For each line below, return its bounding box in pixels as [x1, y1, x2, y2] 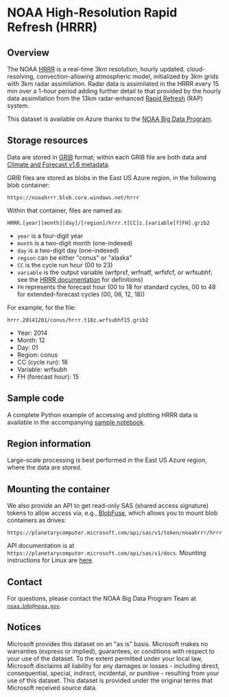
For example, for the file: [7, 303, 77, 311]
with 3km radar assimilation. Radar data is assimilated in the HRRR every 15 [7, 80, 219, 87]
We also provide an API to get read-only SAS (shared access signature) [7, 502, 209, 510]
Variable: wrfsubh [16, 365, 67, 373]
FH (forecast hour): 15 [16, 373, 80, 381]
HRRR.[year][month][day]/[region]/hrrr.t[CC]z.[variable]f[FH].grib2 [7, 219, 210, 226]
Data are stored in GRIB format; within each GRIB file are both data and [7, 153, 207, 161]
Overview [7, 47, 50, 58]
